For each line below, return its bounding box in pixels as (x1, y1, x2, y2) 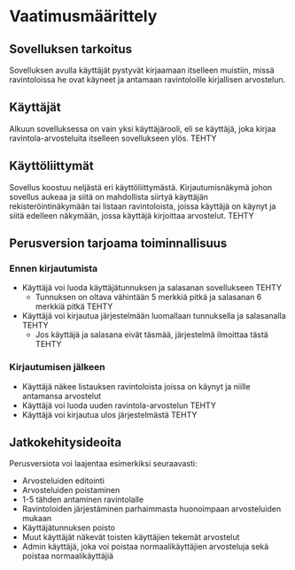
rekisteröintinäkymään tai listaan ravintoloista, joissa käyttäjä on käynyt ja (9, 201, 276, 212)
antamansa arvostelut (21, 390, 102, 401)
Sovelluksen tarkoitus (9, 42, 133, 57)
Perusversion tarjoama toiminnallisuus (9, 236, 228, 251)
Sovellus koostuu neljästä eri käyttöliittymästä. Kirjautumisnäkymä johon (9, 181, 273, 192)
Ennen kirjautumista (9, 262, 98, 274)
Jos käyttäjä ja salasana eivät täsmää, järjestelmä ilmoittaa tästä (35, 329, 268, 340)
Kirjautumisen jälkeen (9, 361, 106, 374)
